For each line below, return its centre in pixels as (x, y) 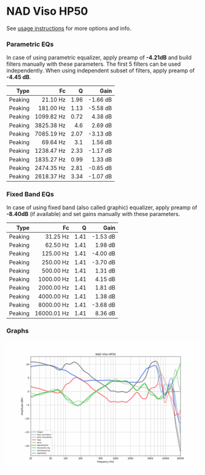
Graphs (17, 331)
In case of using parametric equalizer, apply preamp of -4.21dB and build (99, 58)
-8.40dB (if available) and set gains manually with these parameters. (93, 214)
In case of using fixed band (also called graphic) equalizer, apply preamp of (102, 207)
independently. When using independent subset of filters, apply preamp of (101, 71)
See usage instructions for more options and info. (69, 28)
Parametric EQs (30, 44)
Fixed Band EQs (30, 194)
